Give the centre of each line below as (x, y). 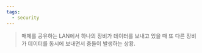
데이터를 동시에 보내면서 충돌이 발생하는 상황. (81, 43)
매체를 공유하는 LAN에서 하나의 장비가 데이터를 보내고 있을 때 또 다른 (103, 36)
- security (26, 18)
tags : (13, 12)
